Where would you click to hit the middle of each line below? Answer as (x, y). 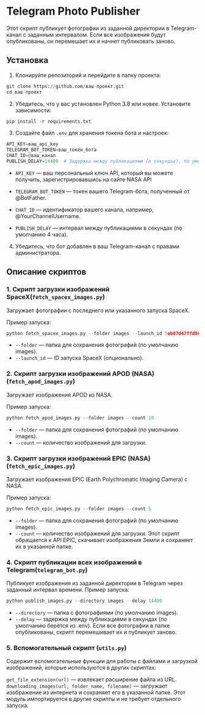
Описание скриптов (46, 272)
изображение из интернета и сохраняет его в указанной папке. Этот (96, 692)
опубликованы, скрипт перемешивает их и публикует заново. (96, 632)
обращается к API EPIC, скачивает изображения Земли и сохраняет (104, 540)
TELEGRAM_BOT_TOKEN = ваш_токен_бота (52, 150)
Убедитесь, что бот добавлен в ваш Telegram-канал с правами (97, 246)
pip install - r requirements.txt (49, 121)
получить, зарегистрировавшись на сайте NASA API (83, 179)
